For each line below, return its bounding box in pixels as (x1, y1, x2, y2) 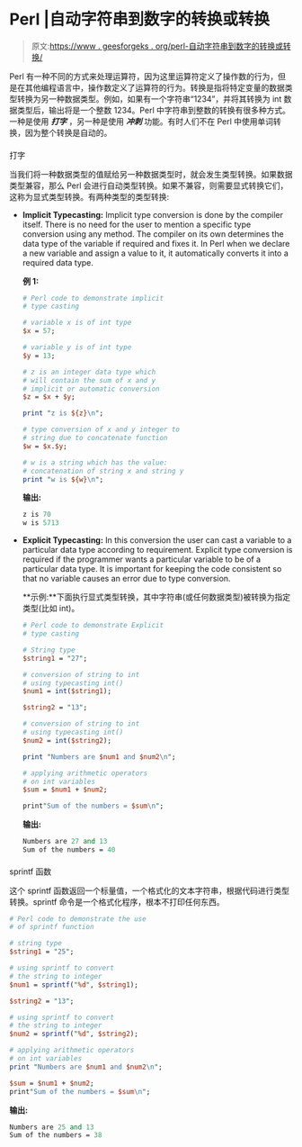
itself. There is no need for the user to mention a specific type (22, 219, 252, 230)
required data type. (22, 257, 94, 267)
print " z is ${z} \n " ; (22, 409, 104, 418)
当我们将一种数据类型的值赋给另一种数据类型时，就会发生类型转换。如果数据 (9, 168, 293, 179)
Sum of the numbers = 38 (9, 1131, 102, 1140)
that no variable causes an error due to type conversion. (22, 573, 231, 584)
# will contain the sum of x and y (22, 375, 156, 384)
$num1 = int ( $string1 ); (22, 687, 112, 696)
